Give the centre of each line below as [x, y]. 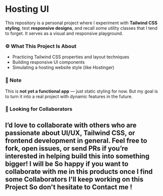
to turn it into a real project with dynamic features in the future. [69, 96]
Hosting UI [27, 9]
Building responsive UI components [48, 62]
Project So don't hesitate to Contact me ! [69, 187]
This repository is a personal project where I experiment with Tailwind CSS [81, 23]
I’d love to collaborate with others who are [71, 125]
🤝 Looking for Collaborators [39, 109]
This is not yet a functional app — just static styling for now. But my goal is [81, 91]
